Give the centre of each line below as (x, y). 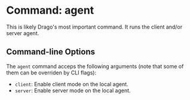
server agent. (23, 33)
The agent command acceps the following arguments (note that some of (95, 66)
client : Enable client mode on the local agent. (71, 84)
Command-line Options (51, 52)
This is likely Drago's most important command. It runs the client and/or (94, 27)
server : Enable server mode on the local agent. (73, 90)
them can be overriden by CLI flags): (51, 73)
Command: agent (50, 10)
